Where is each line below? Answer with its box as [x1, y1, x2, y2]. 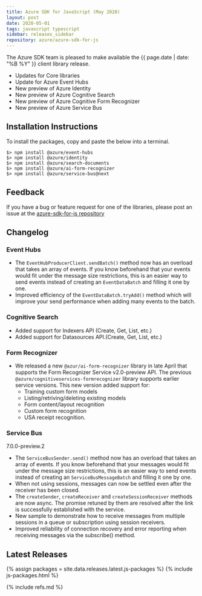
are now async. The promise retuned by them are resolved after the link [15, 500, 194, 507]
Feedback [6, 187, 45, 198]
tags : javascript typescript [6, 25, 80, 32]
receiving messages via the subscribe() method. [15, 532, 136, 539]
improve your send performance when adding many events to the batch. [15, 298, 196, 305]
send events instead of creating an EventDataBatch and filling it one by [15, 278, 190, 286]
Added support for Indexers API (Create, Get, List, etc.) [15, 327, 152, 334]
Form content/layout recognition [24, 401, 105, 408]
